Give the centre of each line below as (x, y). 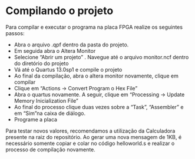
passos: (15, 33)
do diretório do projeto (41, 63)
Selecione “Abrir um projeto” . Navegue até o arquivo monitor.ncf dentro (101, 57)
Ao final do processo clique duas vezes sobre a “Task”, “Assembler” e (99, 107)
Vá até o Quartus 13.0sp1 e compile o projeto (68, 69)
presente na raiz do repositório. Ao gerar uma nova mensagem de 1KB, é (94, 137)
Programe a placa (35, 119)
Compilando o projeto (60, 11)
